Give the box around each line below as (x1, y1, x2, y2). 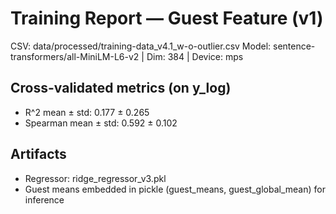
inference (24, 193, 65, 206)
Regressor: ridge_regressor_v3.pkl (24, 172, 167, 184)
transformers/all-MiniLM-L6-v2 (10, 50, 140, 62)
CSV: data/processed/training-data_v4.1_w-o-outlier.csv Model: (10, 40, 272, 52)
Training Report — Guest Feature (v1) (10, 7, 324, 30)
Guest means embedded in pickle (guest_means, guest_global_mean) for (24, 183, 326, 195)
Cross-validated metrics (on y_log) (10, 80, 232, 97)
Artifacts (10, 146, 67, 163)
